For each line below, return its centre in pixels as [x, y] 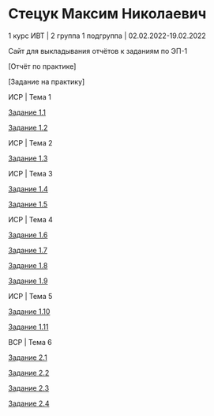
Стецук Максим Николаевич [107, 14]
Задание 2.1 [28, 357]
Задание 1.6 [28, 235]
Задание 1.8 [28, 265]
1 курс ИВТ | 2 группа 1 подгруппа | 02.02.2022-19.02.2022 [107, 36]
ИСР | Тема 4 [30, 219]
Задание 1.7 [28, 250]
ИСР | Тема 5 [30, 296]
